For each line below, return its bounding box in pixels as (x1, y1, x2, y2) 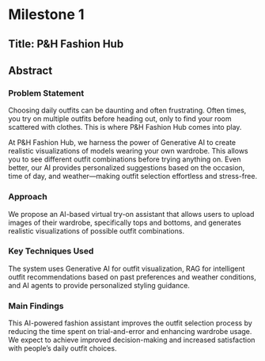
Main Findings (8, 300, 64, 311)
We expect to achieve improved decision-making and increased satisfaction (8, 335, 256, 345)
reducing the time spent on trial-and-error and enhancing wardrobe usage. (8, 327, 252, 336)
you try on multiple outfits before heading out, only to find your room (8, 114, 232, 123)
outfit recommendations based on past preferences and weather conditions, (8, 272, 257, 282)
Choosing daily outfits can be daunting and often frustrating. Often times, (8, 105, 247, 116)
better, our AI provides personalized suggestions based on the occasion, (8, 163, 245, 173)
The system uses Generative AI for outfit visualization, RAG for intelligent (8, 264, 245, 273)
